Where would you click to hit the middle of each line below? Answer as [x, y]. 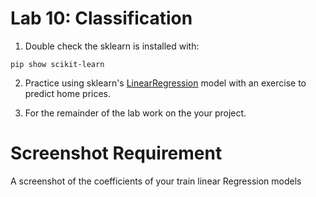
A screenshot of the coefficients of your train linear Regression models [156, 181]
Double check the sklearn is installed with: [112, 46]
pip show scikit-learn [57, 64]
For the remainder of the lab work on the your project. [135, 113]
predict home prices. [68, 93]
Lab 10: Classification [101, 18]
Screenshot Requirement [116, 153]
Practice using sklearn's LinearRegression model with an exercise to [165, 83]
